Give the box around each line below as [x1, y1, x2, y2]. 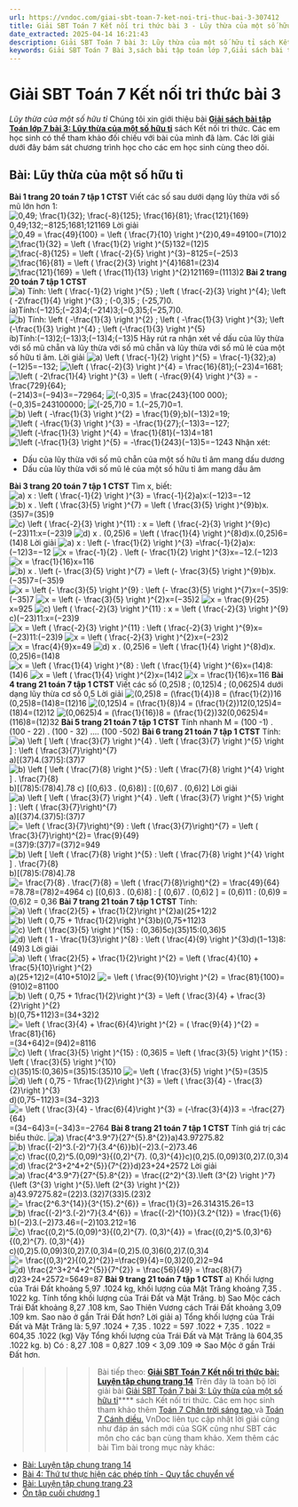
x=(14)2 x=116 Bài [154, 669, 284, 680]
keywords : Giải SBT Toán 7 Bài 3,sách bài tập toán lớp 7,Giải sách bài [9, 46, 284, 55]
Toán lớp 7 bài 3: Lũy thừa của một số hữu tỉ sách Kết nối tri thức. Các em [9, 124, 281, 134]
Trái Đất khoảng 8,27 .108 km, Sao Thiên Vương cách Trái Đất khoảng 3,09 [9, 1302, 282, 1312]
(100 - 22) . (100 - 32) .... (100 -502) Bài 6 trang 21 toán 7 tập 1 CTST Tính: [9, 726, 281, 737]
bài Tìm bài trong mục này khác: [97, 1441, 216, 1453]
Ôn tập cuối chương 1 [21, 1487, 100, 1498]
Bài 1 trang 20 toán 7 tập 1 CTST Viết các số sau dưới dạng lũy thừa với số [9, 191, 280, 202]
